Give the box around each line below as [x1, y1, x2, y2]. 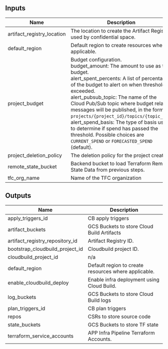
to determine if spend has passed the [70, 125, 158, 132]
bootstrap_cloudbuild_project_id [7, 245, 83, 252]
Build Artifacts [87, 229, 121, 236]
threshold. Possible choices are [70, 131, 144, 138]
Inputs [5, 4, 26, 13]
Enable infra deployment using [87, 276, 159, 283]
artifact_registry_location [7, 30, 66, 37]
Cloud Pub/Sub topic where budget [70, 100, 153, 107]
